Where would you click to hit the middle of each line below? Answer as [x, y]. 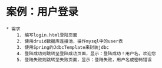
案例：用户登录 [42, 12]
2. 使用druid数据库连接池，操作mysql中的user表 [70, 41]
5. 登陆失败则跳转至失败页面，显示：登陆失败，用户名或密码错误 [84, 60]
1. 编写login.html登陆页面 [47, 35]
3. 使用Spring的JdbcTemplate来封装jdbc [63, 47]
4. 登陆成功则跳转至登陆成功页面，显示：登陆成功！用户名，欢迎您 [86, 53]
